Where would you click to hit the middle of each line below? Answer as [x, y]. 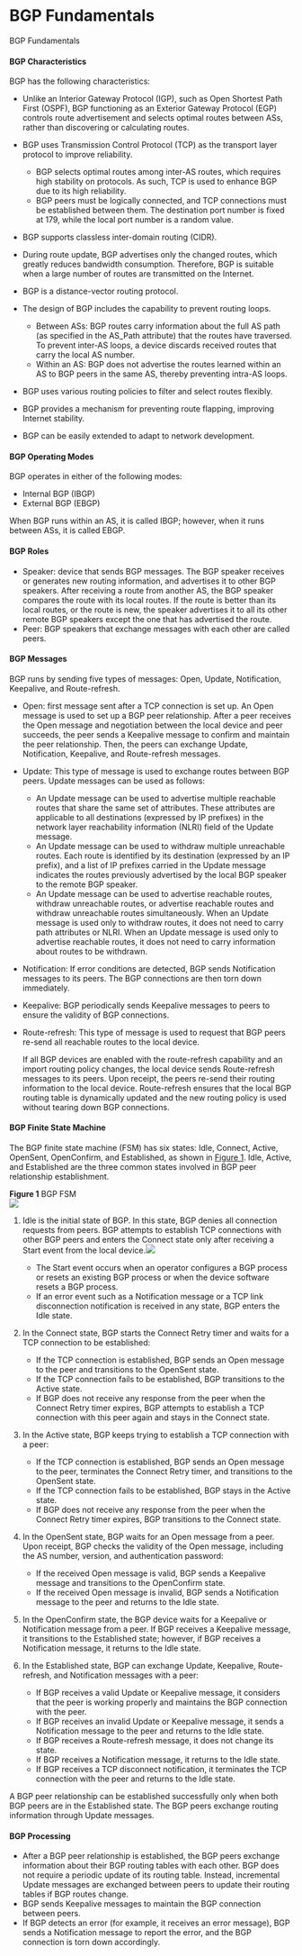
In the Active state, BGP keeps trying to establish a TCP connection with [155, 1435]
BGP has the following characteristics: [80, 81]
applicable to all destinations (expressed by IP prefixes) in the [150, 817]
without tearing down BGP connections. [96, 1107]
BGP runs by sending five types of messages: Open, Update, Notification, [145, 679]
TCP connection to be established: [86, 1342]
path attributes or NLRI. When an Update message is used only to [157, 932]
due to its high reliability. [81, 191]
